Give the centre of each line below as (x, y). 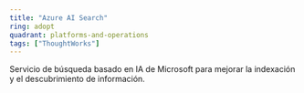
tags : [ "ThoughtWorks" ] (55, 43)
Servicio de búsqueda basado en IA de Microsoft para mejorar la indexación (152, 69)
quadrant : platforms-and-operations (79, 35)
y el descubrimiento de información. (78, 79)
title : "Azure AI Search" (58, 18)
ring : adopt (32, 26)
